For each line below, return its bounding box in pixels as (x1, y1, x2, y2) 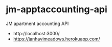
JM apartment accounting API (6, 20, 69, 27)
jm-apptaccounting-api (6, 4, 107, 15)
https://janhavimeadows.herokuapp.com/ (13, 36, 100, 42)
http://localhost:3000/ (13, 30, 60, 36)
